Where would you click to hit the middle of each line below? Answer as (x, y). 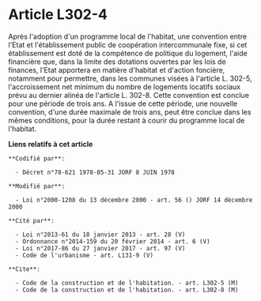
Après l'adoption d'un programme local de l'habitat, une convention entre (128, 36)
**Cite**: (25, 269)
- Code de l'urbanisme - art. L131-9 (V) (85, 255)
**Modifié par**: (37, 186)
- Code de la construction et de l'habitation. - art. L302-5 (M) (127, 283)
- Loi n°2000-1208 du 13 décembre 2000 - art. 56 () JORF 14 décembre (134, 200)
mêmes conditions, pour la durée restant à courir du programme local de (127, 120)
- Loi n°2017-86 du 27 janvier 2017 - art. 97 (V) (100, 248)
